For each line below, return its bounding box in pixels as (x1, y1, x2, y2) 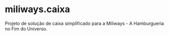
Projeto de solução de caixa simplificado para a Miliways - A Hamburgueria (5, 20, 164, 26)
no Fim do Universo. (5, 25, 48, 31)
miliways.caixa (5, 4, 70, 15)
